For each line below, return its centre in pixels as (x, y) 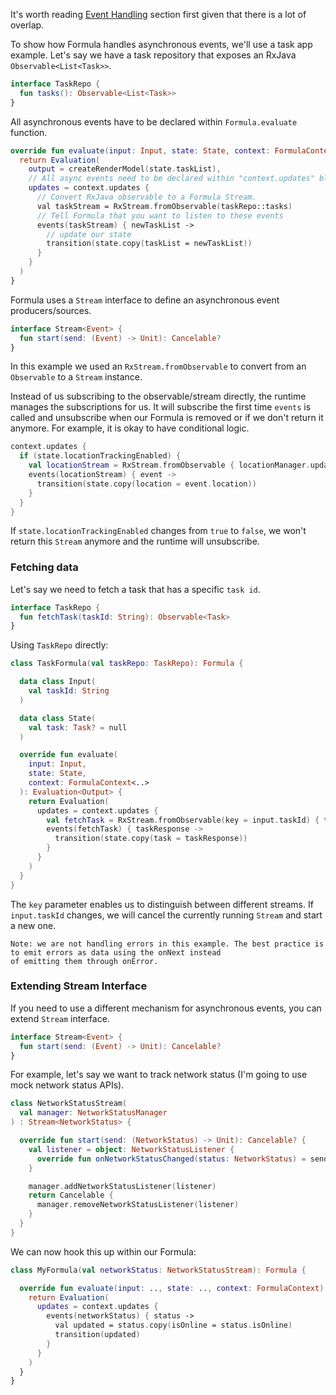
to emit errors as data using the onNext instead (116, 952)
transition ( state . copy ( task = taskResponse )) (151, 839)
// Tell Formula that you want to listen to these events (160, 215)
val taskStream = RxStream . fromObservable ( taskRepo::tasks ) (164, 206)
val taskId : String (69, 691)
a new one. (33, 925)
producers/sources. (51, 310)
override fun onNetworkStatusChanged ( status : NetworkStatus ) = (171, 1159)
